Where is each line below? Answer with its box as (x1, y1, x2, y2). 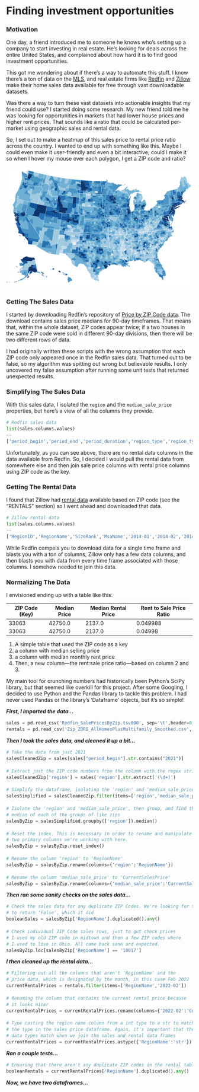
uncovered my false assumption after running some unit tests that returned (6, 366, 189, 374)
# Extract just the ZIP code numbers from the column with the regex (6, 768, 182, 774)
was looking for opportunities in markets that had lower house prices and (6, 112, 185, 119)
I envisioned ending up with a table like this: (6, 591, 113, 598)
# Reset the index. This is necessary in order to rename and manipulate (6, 831, 192, 836)
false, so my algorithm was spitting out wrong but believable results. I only (6, 360, 188, 368)
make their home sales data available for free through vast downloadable (6, 82, 184, 89)
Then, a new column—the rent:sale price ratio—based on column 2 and (14, 660, 190, 667)
